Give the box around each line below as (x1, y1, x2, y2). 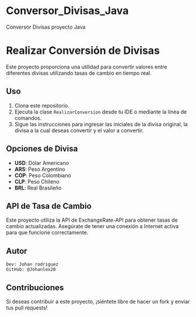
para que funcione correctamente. (6, 229, 89, 236)
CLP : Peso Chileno (14, 178, 60, 185)
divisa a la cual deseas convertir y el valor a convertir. (14, 127, 144, 134)
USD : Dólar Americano (14, 159, 69, 166)
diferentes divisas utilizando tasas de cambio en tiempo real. (6, 69, 152, 77)
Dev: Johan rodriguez (6, 261, 59, 267)
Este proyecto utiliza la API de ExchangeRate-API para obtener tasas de (6, 216, 178, 223)
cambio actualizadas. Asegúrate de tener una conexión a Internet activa (6, 223, 179, 230)
